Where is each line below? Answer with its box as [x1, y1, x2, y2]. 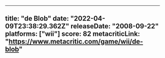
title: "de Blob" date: [5, 14, 69, 23]
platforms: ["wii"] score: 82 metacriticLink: [5, 30, 140, 38]
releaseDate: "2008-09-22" [70, 22, 159, 30]
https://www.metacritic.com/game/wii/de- [8, 37, 143, 46]
